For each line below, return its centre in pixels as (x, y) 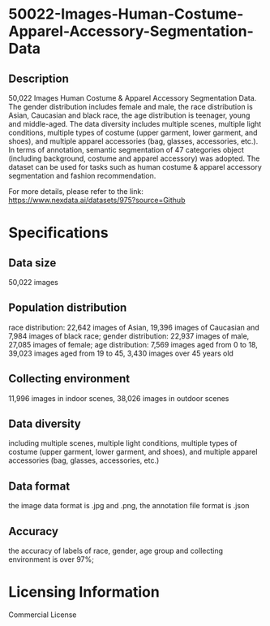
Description (39, 78)
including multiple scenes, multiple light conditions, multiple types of (123, 443)
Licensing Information (84, 592)
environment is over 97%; (51, 559)
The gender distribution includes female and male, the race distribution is (131, 107)
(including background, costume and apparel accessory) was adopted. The (134, 158)
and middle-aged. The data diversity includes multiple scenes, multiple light (135, 124)
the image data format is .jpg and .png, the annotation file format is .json (129, 506)
